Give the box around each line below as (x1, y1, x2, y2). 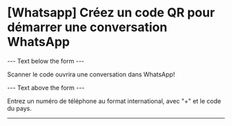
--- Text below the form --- (7, 56, 85, 65)
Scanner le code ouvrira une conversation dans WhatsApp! (7, 70, 175, 78)
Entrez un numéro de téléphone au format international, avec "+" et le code (7, 96, 222, 105)
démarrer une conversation (7, 19, 168, 35)
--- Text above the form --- (7, 83, 85, 92)
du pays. (7, 104, 32, 112)
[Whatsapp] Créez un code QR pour (7, 5, 215, 21)
